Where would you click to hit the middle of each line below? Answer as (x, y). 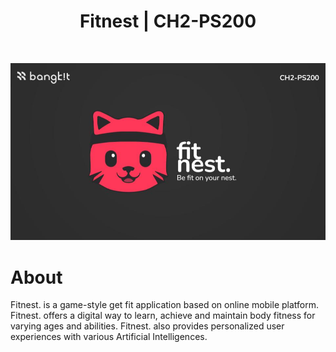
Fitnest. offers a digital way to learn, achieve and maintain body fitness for (163, 316)
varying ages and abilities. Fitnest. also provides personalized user (147, 326)
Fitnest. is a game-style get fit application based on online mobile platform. (165, 305)
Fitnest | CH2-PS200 (168, 21)
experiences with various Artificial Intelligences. (109, 337)
